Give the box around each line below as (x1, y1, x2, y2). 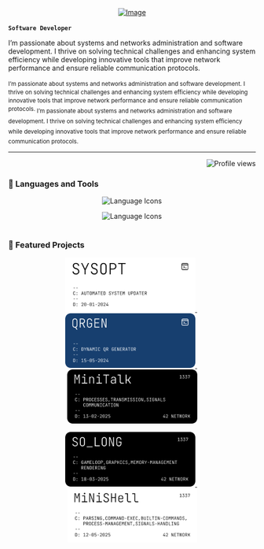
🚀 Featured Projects (8, 239, 85, 250)
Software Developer (8, 24, 72, 32)
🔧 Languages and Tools (8, 179, 99, 190)
